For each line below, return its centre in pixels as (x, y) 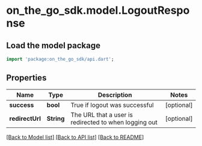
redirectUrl (25, 118)
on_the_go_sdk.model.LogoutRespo (98, 11)
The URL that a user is (102, 115)
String (56, 118)
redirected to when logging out (114, 122)
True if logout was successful (112, 105)
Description (115, 95)
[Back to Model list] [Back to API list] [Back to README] (75, 137)
